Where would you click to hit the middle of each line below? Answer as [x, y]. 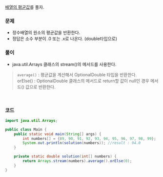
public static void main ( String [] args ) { [58, 134]
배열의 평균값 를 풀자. [25, 7]
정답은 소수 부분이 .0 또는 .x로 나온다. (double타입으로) [65, 39]
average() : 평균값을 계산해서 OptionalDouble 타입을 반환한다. [77, 74]
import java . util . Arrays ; [31, 121]
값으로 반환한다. [40, 87]
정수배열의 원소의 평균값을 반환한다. [46, 33]
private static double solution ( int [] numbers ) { [65, 156]
